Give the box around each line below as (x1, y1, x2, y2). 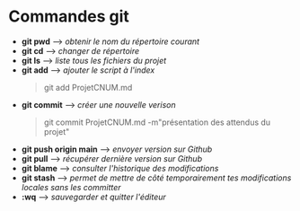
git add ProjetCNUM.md (43, 82, 133, 92)
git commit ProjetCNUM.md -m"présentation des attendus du (43, 117, 271, 127)
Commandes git (8, 6, 129, 27)
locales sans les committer (21, 181, 122, 192)
